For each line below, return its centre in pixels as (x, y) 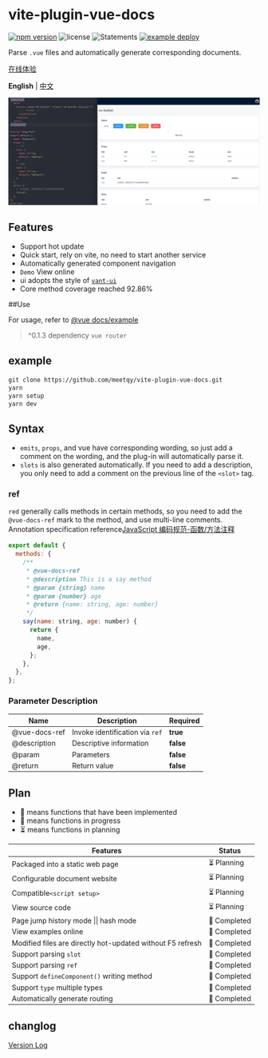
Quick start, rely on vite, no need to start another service (113, 255)
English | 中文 (31, 86)
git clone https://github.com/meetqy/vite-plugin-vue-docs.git (116, 380)
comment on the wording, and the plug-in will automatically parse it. (132, 456)
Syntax (26, 428)
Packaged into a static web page (65, 864)
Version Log (28, 1045)
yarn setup (26, 396)
